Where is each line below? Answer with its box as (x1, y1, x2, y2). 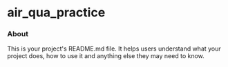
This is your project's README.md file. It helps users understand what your (7, 44, 221, 53)
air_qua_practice (7, 5, 106, 21)
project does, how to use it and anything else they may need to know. (7, 52, 205, 60)
